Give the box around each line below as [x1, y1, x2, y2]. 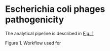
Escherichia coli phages [5, 3, 105, 15]
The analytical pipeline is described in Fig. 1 [5, 30, 94, 36]
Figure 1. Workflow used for [5, 40, 61, 46]
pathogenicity [5, 14, 64, 25]
